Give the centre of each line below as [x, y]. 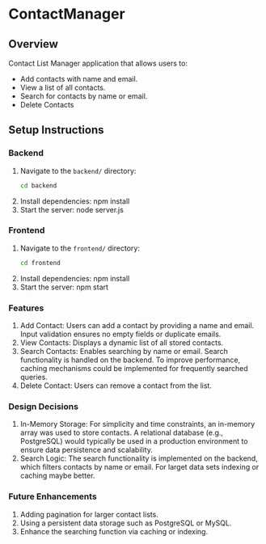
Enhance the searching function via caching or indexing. [114, 531]
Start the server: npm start [64, 287]
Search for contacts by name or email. [84, 96]
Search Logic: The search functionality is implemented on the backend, [139, 458]
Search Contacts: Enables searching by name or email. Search [124, 352]
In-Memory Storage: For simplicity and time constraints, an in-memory [137, 424]
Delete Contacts [47, 105]
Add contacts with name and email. [79, 79]
